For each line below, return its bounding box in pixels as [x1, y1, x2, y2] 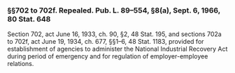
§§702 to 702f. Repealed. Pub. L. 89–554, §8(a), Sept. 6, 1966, [7, 6, 220, 15]
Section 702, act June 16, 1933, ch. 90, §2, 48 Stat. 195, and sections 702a [7, 30, 222, 38]
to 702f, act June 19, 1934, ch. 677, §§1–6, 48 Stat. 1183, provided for [7, 38, 204, 46]
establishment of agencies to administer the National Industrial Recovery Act [7, 44, 228, 54]
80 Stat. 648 [7, 14, 51, 24]
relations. [7, 60, 34, 68]
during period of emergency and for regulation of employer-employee [7, 52, 208, 60]
